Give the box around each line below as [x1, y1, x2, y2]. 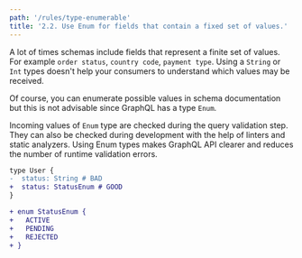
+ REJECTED [9, 232, 59, 242]
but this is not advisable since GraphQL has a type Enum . [9, 102, 217, 113]
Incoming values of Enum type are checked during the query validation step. [9, 119, 288, 131]
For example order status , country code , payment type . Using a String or [9, 56, 281, 67]
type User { [9, 166, 54, 175]
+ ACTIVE [9, 216, 50, 225]
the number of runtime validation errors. [9, 148, 158, 159]
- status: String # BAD [9, 174, 103, 183]
